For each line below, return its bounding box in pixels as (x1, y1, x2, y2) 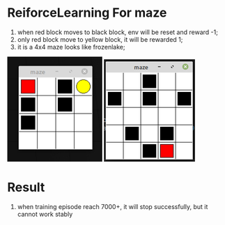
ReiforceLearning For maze (7, 5, 167, 21)
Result (7, 180, 45, 196)
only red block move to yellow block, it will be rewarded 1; (17, 35, 183, 43)
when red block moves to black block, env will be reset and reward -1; (17, 28, 218, 36)
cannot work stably (17, 210, 73, 218)
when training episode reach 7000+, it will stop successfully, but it (17, 202, 208, 210)
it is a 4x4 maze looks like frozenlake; (17, 42, 125, 51)
